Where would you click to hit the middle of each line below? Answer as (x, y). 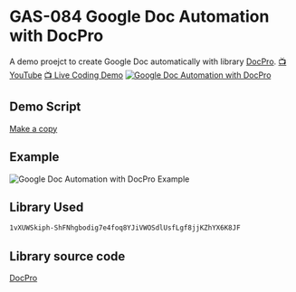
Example (34, 157)
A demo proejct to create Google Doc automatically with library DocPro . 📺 (148, 61)
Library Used (47, 207)
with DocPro (57, 36)
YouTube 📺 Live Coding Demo (67, 75)
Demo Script (45, 107)
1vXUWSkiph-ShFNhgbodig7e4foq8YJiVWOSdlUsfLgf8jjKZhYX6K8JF (125, 228)
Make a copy (33, 128)
